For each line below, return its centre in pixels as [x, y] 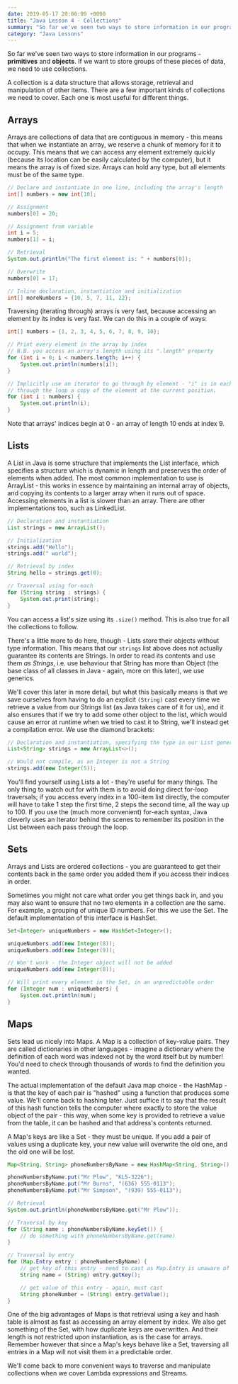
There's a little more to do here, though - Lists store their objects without [113, 640]
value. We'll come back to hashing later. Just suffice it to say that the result [117, 1100]
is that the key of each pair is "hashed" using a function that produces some [119, 1093]
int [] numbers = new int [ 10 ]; [52, 194]
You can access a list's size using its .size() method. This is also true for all [118, 619]
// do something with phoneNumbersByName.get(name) [98, 1236]
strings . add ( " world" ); [42, 553]
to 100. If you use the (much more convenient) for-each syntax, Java [107, 812]
